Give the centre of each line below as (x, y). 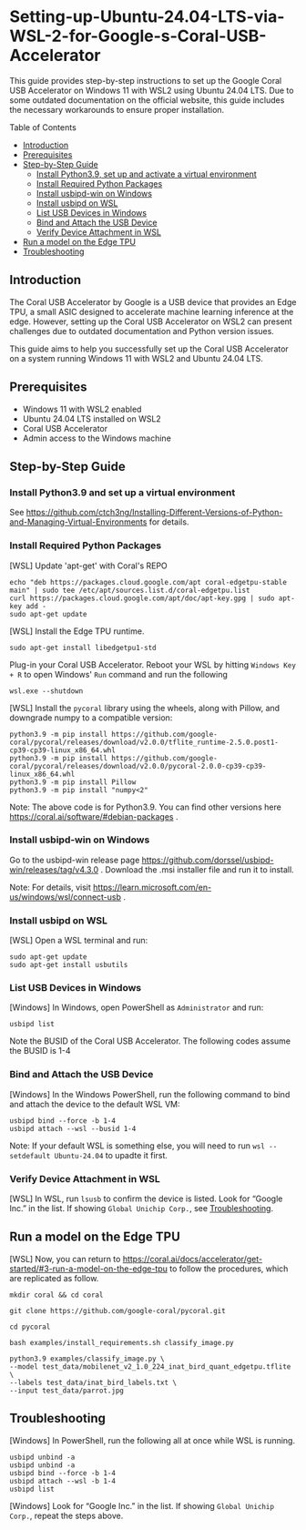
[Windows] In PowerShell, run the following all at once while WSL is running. (153, 1440)
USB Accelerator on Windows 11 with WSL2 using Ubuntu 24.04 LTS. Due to (152, 90)
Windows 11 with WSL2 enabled (82, 409)
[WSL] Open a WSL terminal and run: (79, 941)
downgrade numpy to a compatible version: (91, 718)
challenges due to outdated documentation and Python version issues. (142, 331)
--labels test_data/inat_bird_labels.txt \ (93, 1382)
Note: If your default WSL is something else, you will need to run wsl (138, 1146)
